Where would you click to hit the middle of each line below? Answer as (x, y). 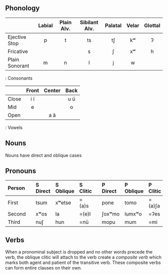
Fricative (18, 51)
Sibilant (89, 22)
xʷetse (63, 203)
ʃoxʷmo (111, 214)
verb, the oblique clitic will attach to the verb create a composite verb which (83, 257)
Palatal (113, 25)
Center (52, 90)
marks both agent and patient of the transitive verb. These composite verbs (83, 262)
